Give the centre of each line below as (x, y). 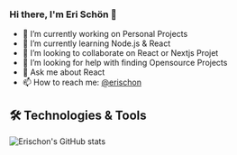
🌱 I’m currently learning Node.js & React (96, 43)
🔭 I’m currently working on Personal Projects (105, 34)
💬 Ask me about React (64, 72)
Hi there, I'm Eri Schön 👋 (63, 14)
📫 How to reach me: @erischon (82, 82)
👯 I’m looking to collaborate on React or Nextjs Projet (120, 53)
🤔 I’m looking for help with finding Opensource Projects (125, 63)
